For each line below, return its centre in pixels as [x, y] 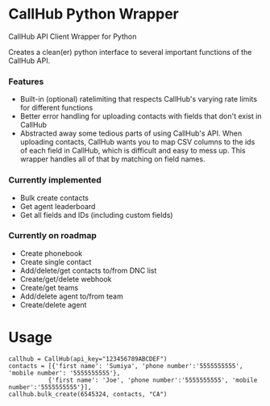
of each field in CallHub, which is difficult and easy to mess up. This [133, 151]
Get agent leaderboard [58, 206]
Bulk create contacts [54, 198]
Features [26, 82]
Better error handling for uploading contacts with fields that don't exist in [141, 116]
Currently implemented [55, 180]
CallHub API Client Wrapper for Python [73, 36]
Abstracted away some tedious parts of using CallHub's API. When [131, 133]
